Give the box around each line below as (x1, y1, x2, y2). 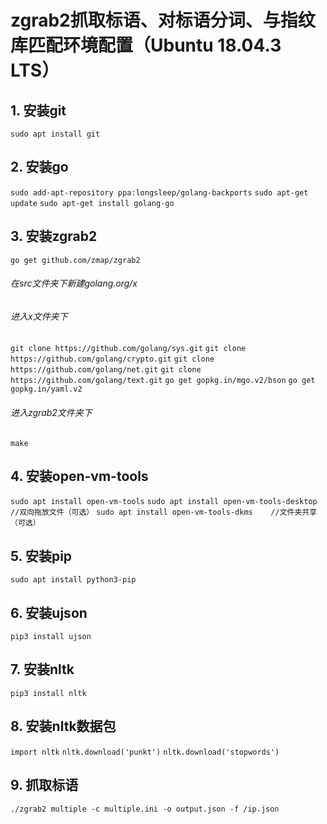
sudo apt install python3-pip (10, 575, 137, 585)
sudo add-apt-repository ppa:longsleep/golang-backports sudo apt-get (10, 187, 309, 198)
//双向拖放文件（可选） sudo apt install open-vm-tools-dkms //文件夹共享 (10, 507, 318, 518)
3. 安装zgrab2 (10, 228, 98, 245)
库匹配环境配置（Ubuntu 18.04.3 (10, 34, 282, 57)
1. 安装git (10, 102, 67, 119)
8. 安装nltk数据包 (10, 718, 117, 735)
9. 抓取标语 (10, 777, 79, 794)
